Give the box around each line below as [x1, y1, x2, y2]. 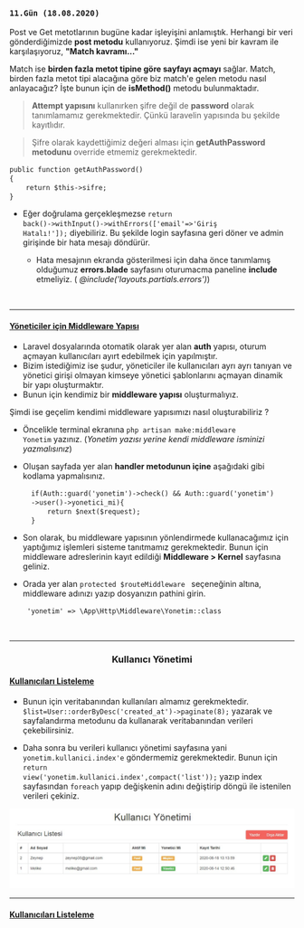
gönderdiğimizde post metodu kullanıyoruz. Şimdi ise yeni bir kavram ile [9, 36, 279, 47]
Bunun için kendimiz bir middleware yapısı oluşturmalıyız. [22, 389, 239, 400]
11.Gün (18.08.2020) [9, 7, 100, 18]
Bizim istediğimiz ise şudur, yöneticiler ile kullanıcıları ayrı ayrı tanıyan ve [22, 360, 292, 371]
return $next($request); [46, 507, 141, 516]
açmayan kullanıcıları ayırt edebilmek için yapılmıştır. [22, 350, 218, 361]
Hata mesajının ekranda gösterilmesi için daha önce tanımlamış [35, 255, 271, 266]
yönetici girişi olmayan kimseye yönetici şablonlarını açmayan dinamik [22, 369, 283, 381]
